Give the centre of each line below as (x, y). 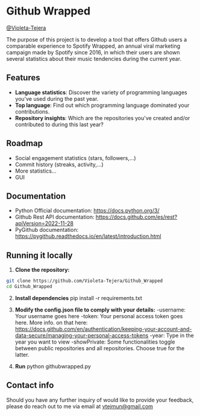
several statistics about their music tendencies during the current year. (94, 59)
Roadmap (25, 143)
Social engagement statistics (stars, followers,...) (76, 158)
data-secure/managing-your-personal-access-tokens (82, 335)
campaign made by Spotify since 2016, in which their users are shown (93, 52)
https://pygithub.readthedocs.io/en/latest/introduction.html (88, 236)
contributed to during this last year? (59, 124)
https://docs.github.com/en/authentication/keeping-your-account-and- (103, 329)
